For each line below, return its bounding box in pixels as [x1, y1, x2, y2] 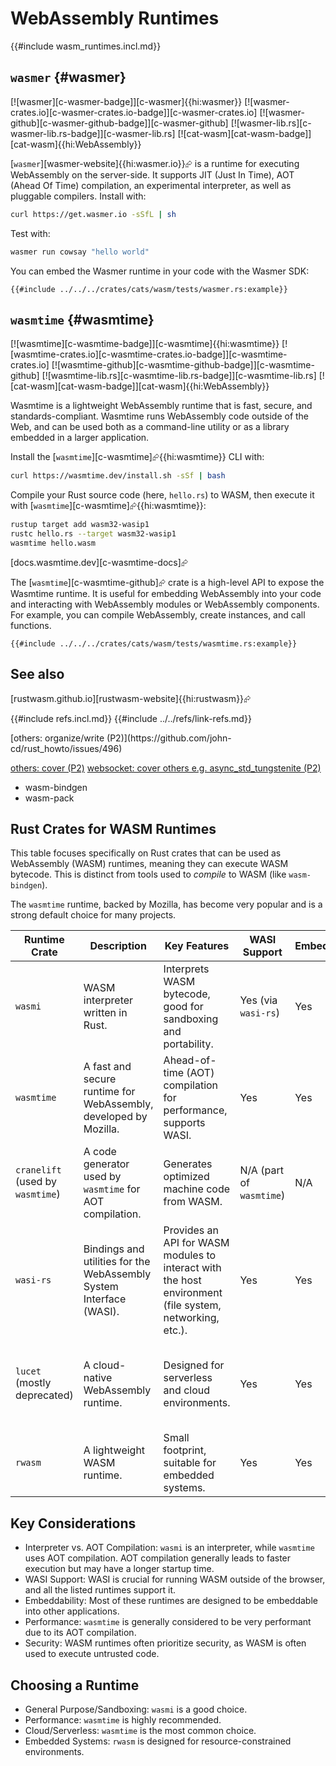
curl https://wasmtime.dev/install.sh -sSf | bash [10, 471, 226, 481]
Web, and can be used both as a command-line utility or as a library [10, 421, 290, 433]
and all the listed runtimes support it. [24, 1584, 177, 1596]
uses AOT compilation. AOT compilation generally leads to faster [24, 1552, 292, 1564]
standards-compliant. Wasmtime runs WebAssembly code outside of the [10, 410, 310, 422]
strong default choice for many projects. [10, 909, 177, 921]
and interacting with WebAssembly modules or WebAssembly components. [10, 598, 320, 610]
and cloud [163, 1383, 211, 1397]
